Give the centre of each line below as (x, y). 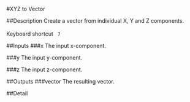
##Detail (17, 93)
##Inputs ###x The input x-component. (56, 46)
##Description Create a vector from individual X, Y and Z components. (95, 21)
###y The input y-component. (44, 57)
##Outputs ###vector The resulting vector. (60, 81)
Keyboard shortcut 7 (34, 34)
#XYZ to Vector (26, 9)
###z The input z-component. (44, 69)
